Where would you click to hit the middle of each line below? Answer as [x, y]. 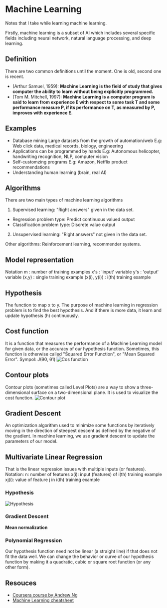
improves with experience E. [43, 112]
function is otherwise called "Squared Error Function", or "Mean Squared [80, 354]
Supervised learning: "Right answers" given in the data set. [73, 210]
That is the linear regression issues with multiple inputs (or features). [76, 469]
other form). [17, 567]
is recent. [15, 76]
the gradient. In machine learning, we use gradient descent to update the [80, 436]
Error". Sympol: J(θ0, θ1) [30, 359]
